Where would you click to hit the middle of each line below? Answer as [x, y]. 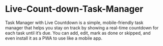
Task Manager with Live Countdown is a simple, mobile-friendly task [74, 23]
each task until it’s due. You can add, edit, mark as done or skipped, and [78, 33]
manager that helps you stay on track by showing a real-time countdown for [82, 27]
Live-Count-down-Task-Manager [74, 9]
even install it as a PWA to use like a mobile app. [54, 38]
